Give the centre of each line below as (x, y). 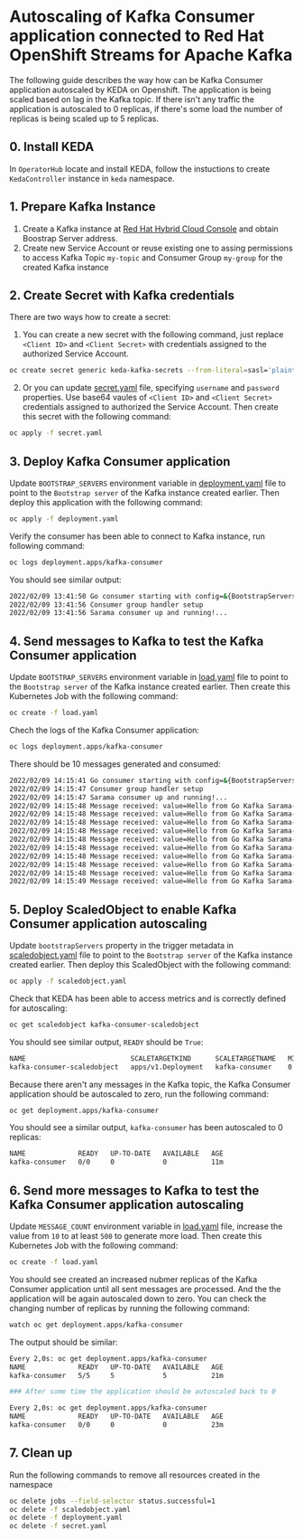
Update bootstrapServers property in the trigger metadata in (122, 946)
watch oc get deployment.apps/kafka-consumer (96, 1325)
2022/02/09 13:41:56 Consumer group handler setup (106, 604)
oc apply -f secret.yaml (56, 433)
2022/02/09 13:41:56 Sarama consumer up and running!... (119, 613)
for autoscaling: (38, 1008)
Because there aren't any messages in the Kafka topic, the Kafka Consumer (150, 1084)
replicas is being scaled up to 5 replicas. (84, 118)
